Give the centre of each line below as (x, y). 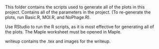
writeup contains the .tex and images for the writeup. (58, 41)
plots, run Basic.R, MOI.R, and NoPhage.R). (48, 17)
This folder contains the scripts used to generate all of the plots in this (75, 7)
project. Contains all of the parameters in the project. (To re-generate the (78, 12)
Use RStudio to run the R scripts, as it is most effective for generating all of (79, 27)
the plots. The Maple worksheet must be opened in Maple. (63, 32)
